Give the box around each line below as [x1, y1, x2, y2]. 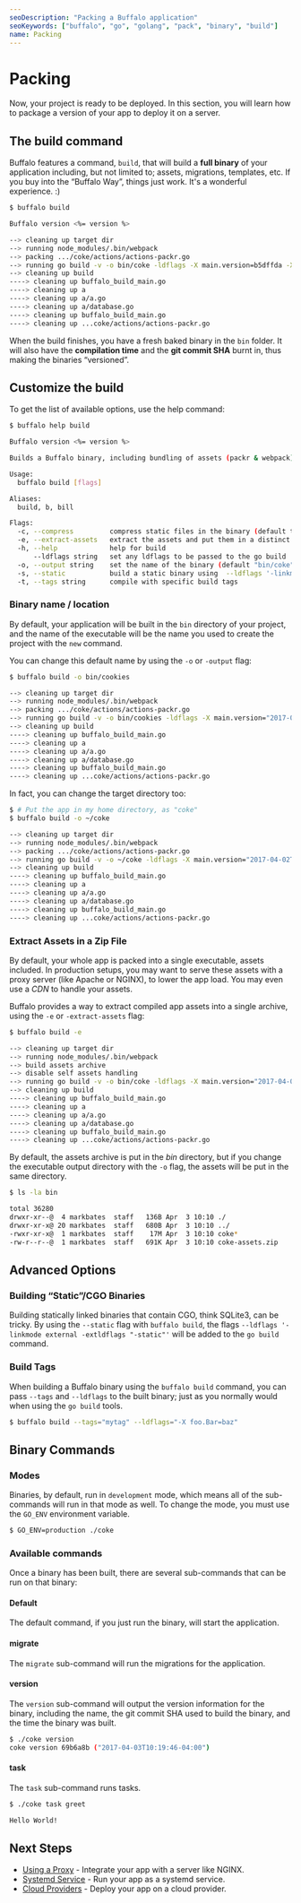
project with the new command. [9, 637, 123, 648]
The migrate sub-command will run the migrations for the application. [9, 1657, 266, 1668]
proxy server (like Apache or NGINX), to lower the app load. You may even [9, 973, 284, 984]
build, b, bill [17, 503, 74, 512]
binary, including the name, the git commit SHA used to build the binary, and [9, 1708, 291, 1718]
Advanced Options [9, 1262, 116, 1277]
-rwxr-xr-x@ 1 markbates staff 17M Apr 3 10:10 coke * [9, 1229, 239, 1238]
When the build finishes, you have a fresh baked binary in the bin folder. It [9, 335, 282, 346]
